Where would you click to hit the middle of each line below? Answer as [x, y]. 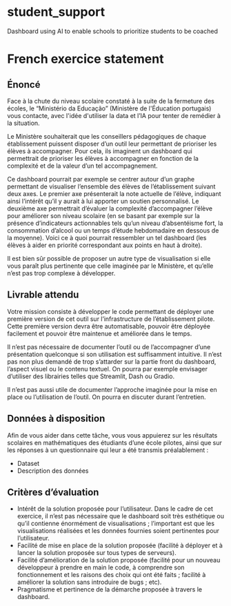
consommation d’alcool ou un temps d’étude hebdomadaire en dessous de [113, 230]
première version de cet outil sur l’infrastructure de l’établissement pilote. [111, 319]
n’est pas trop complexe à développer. [61, 273]
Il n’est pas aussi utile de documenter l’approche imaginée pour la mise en [112, 389]
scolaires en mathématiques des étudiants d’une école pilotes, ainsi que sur [115, 442]
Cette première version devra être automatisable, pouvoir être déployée [109, 326]
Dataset [28, 463]
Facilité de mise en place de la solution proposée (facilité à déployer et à [120, 545]
